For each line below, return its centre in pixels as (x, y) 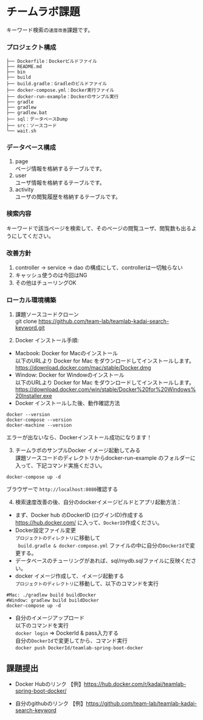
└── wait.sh (21, 131)
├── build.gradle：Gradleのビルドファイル (57, 84)
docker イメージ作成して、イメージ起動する (70, 576)
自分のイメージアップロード (50, 618)
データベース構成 (31, 147)
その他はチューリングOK (46, 283)
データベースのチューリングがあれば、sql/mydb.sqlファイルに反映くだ (103, 561)
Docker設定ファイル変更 (46, 531)
